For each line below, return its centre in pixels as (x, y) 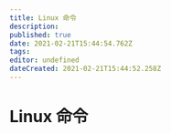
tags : (20, 52)
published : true (40, 35)
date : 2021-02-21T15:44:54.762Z (71, 43)
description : (34, 26)
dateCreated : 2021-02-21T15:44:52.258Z (85, 69)
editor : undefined (44, 60)
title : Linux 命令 (43, 18)
